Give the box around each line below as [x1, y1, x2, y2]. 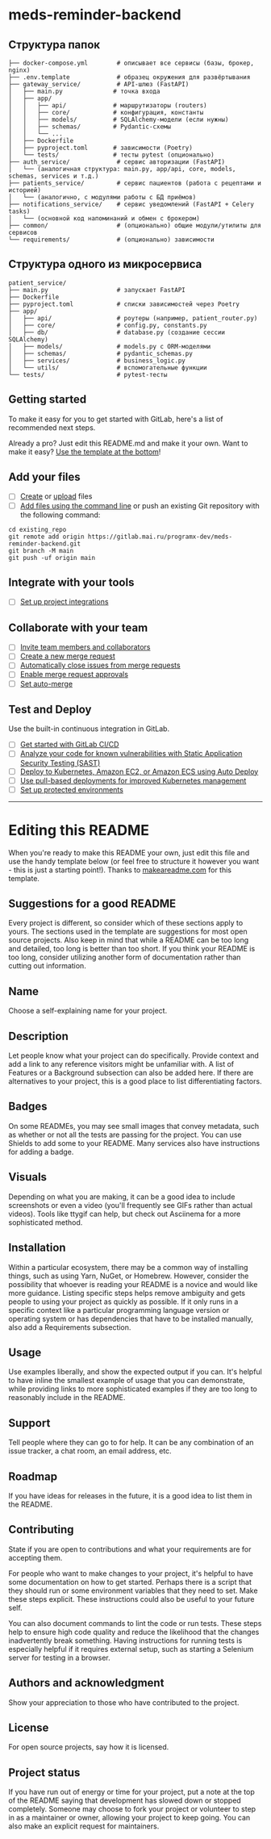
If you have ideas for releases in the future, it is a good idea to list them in [8, 1490, 252, 1500]
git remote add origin [8, 533, 85, 541]
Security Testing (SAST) [19, 758, 101, 767]
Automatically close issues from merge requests [19, 660, 181, 671]
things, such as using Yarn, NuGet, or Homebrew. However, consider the [8, 1271, 249, 1281]
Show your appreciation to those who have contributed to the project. [8, 1697, 240, 1707]
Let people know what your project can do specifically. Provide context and [8, 1051, 260, 1060]
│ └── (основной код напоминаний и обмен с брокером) [8, 215, 200, 223]
